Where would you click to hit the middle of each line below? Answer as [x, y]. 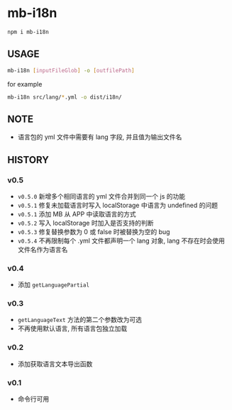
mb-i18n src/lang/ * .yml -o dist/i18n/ [65, 97]
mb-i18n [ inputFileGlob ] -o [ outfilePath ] [71, 70]
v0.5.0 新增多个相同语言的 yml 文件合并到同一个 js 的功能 [101, 196]
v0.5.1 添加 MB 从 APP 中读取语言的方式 [77, 214]
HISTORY [28, 160]
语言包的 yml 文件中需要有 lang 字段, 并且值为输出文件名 [100, 137]
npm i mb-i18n [28, 32]
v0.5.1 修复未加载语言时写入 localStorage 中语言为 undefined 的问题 [118, 205]
